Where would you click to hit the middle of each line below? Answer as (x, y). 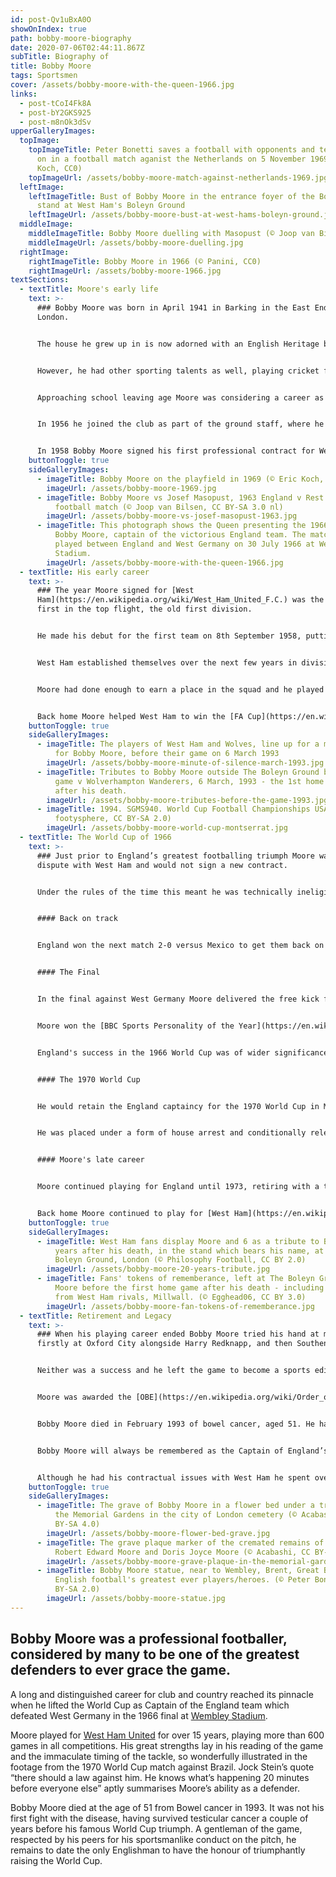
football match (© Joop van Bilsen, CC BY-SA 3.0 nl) (169, 507)
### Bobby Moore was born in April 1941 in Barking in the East (173, 308)
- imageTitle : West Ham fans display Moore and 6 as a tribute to (178, 1241)
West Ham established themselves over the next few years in (167, 662)
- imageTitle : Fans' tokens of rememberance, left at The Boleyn (175, 1279)
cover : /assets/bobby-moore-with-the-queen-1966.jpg (122, 85)
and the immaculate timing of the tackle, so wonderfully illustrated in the (159, 1756)
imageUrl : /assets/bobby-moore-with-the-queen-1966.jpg (165, 562)
